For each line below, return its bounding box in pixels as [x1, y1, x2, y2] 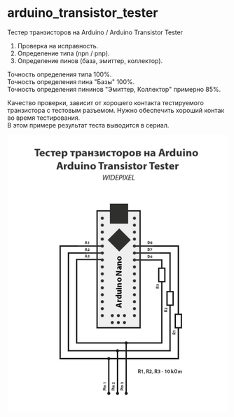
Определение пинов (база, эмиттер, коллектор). [17, 56, 163, 64]
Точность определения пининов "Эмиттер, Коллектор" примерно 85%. [7, 85, 221, 93]
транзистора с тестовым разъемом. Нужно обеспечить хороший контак [7, 106, 225, 114]
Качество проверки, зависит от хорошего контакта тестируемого [7, 98, 205, 107]
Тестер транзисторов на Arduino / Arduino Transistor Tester [7, 28, 184, 36]
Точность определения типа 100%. [7, 70, 112, 78]
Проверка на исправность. [17, 41, 99, 50]
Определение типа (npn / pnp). [17, 49, 110, 57]
